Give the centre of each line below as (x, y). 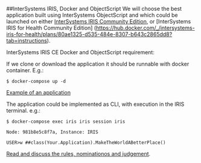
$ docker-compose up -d (36, 81)
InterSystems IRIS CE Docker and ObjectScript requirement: (81, 52)
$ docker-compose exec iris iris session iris (66, 121)
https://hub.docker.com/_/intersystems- (145, 28)
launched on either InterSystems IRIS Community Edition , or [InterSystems (99, 21)
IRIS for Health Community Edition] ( (51, 28)
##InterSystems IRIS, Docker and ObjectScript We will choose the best (94, 9)
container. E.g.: (25, 70)
